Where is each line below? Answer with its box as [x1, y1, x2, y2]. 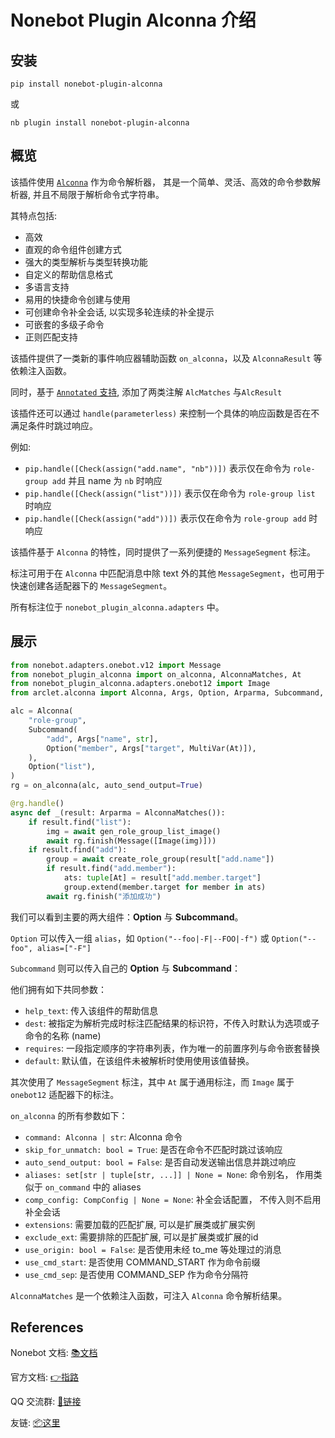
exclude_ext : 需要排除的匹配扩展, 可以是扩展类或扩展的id [24, 1231, 259, 1243]
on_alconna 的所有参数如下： [10, 1109, 128, 1121]
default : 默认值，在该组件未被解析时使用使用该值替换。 [24, 1054, 255, 1066]
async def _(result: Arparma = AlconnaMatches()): [10, 807, 226, 818]
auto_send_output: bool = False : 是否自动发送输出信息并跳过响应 [24, 1156, 297, 1168]
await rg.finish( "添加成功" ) [46, 891, 162, 901]
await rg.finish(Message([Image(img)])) [46, 836, 217, 846]
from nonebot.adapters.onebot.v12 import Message [10, 660, 222, 670]
